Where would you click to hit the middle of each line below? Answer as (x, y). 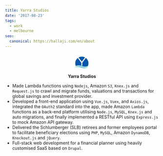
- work (16, 26)
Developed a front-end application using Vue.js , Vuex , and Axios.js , (80, 101)
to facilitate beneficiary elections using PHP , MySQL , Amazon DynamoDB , (81, 133)
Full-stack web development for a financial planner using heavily (77, 143)
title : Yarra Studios (27, 10)
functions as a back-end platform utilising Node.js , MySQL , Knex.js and (82, 111)
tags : (10, 21)
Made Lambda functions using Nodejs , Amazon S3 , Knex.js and (75, 86)
